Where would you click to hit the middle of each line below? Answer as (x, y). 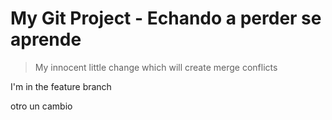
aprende (46, 39)
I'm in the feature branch (61, 86)
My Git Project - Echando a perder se (166, 18)
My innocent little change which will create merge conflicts (156, 67)
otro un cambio (41, 106)
